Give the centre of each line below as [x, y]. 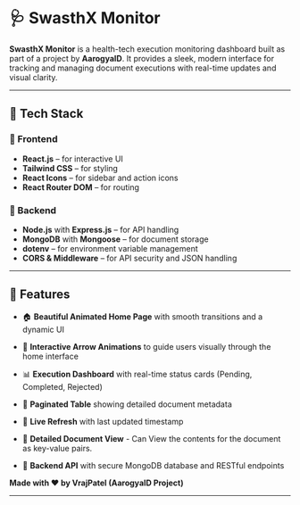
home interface [50, 356]
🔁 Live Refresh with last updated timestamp [103, 421]
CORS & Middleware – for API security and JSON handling [129, 258]
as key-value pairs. [57, 448]
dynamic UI [43, 329]
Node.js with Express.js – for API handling [100, 229]
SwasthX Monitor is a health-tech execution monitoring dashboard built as [147, 49]
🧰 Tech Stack [46, 114]
